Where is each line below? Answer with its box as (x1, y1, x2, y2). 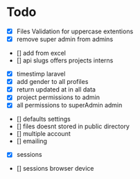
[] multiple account (16, 130, 71, 138)
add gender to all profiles (16, 78, 89, 86)
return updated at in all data (16, 85, 96, 94)
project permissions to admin (16, 93, 100, 101)
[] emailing (16, 137, 48, 146)
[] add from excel (16, 49, 67, 58)
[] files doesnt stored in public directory (16, 122, 130, 130)
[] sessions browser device (16, 164, 94, 173)
